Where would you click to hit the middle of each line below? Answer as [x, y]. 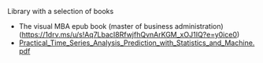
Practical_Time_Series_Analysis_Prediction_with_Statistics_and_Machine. [137, 43]
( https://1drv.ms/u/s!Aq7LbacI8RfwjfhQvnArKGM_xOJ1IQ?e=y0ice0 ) [129, 35]
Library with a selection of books [61, 11]
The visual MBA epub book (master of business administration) [121, 26]
